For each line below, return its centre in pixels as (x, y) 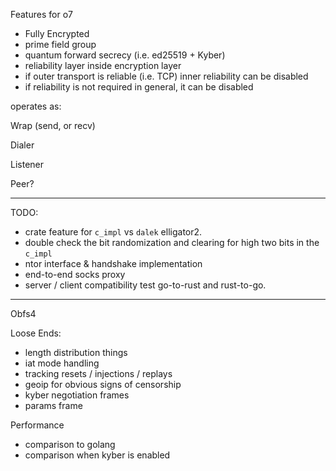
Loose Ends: (36, 333)
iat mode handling (62, 363)
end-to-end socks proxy (75, 274)
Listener (27, 164)
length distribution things (76, 352)
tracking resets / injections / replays (98, 373)
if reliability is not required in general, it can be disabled (139, 87)
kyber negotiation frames (77, 395)
